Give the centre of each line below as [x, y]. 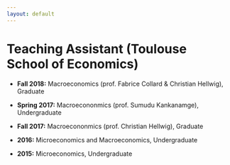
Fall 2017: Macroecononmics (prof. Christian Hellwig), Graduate [110, 126]
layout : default [31, 14]
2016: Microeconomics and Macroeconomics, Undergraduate [107, 140]
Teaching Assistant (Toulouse [97, 49]
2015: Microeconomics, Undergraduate [75, 154]
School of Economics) [73, 64]
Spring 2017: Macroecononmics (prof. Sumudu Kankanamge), [108, 105]
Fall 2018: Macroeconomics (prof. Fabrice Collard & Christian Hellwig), [120, 84]
